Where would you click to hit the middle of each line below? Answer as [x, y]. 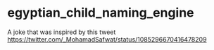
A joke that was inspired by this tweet [62, 32]
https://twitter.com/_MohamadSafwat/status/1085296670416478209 [107, 39]
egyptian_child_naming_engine [101, 13]
